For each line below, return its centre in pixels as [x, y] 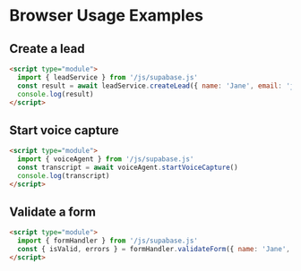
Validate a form [53, 212]
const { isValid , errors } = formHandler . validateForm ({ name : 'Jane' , [154, 250]
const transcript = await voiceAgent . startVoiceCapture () [128, 167]
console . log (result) [56, 94]
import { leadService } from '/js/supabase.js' [108, 77]
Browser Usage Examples [107, 16]
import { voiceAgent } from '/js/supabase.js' [106, 159]
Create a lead [47, 49]
